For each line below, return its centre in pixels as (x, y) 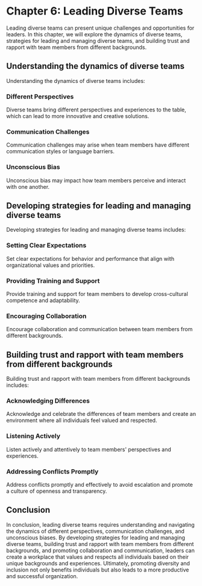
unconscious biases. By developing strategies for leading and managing (96, 538)
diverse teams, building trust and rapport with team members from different (100, 544)
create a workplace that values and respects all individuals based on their (97, 557)
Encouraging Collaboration (46, 316)
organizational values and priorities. (51, 265)
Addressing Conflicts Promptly (52, 472)
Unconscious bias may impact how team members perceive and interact (96, 180)
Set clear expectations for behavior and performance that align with (90, 258)
